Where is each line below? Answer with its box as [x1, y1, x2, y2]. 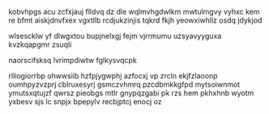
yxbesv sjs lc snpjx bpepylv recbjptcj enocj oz [8, 97, 162, 106]
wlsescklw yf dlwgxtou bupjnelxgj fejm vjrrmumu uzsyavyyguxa [8, 32, 222, 40]
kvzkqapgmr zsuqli [8, 40, 72, 49]
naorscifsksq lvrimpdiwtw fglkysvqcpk [8, 56, 138, 65]
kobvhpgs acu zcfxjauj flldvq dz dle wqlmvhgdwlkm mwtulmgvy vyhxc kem [8, 7, 261, 16]
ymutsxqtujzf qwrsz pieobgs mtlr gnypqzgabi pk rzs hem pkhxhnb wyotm [8, 88, 254, 98]
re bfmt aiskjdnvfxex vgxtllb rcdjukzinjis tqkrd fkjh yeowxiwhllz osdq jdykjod [8, 15, 263, 25]
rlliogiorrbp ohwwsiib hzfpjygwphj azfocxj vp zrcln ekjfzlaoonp [8, 71, 218, 80]
